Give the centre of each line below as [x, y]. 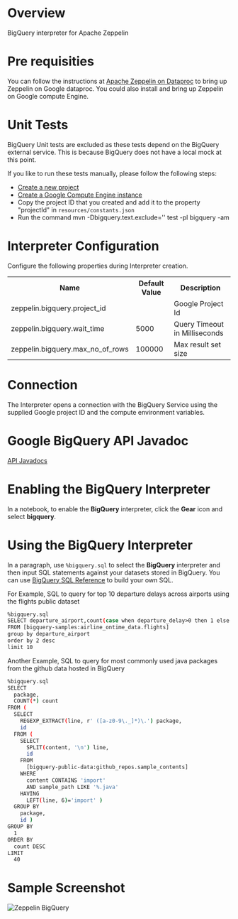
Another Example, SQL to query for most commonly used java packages [113, 660]
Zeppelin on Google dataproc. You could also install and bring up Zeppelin [115, 88]
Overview [36, 13]
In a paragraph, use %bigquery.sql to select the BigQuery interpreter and [114, 565]
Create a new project [48, 187]
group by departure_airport [49, 634]
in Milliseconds [199, 333]
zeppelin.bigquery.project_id [58, 308]
